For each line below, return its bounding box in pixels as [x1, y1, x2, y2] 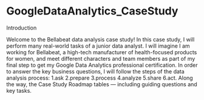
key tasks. [6, 87, 32, 94]
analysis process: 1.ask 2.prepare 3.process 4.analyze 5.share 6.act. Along [6, 74, 193, 81]
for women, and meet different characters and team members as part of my [6, 55, 195, 62]
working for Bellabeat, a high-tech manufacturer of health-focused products [6, 48, 197, 55]
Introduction [6, 24, 37, 31]
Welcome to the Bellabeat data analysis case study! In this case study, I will [6, 36, 195, 43]
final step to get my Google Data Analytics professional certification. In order [6, 61, 198, 69]
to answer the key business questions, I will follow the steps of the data [6, 67, 185, 75]
